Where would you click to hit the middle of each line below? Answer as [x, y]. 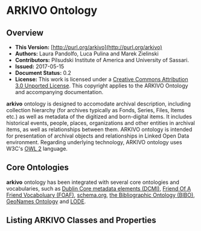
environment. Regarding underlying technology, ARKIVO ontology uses [94, 142]
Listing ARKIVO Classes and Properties [81, 220]
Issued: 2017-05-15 [40, 66]
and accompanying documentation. [59, 92]
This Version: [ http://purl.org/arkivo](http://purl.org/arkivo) [88, 47]
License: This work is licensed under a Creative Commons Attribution [101, 79]
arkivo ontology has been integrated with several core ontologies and [93, 182]
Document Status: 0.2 [43, 73]
